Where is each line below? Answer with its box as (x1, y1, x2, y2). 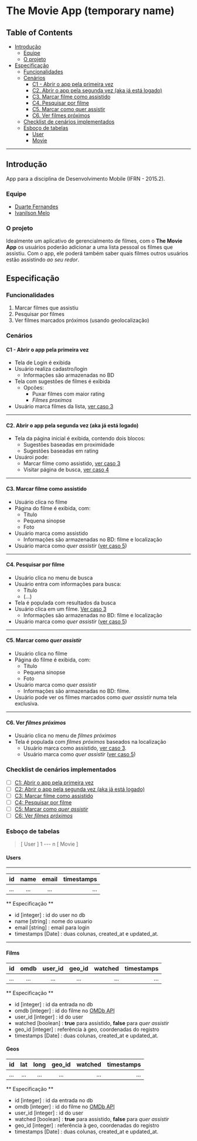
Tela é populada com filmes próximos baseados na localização (14, 739, 167, 746)
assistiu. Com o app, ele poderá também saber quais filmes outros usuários (6, 250, 189, 257)
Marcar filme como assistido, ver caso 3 (23, 460, 121, 467)
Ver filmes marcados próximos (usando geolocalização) (14, 317, 150, 324)
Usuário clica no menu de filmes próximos (14, 732, 117, 739)
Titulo (23, 587, 38, 594)
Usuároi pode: (14, 454, 49, 461)
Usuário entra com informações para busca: (14, 580, 121, 587)
